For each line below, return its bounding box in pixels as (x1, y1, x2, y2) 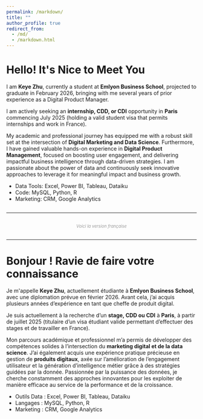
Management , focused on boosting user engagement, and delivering (6, 151, 179, 158)
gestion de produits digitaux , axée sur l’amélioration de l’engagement (6, 355, 180, 363)
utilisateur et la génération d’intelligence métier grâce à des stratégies (6, 362, 180, 369)
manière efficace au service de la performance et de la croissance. (6, 381, 173, 388)
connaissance (6, 267, 79, 281)
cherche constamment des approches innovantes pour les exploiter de (6, 374, 182, 382)
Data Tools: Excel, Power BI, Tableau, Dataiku (14, 182, 128, 189)
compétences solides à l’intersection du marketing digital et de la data (6, 342, 183, 349)
